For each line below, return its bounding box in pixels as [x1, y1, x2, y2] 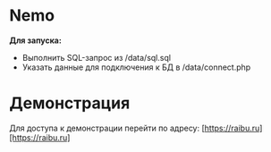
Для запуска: [9, 35, 63, 46]
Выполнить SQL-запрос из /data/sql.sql [21, 52, 172, 63]
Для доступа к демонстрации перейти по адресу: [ [9, 122, 206, 133]
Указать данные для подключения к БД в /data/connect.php [21, 62, 251, 72]
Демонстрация [9, 93, 131, 114]
